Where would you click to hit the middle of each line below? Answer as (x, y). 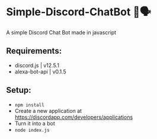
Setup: (19, 90)
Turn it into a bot (35, 123)
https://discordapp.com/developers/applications (74, 117)
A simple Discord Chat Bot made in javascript (61, 32)
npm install (29, 105)
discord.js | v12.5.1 (37, 65)
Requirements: (34, 51)
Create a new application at (48, 111)
